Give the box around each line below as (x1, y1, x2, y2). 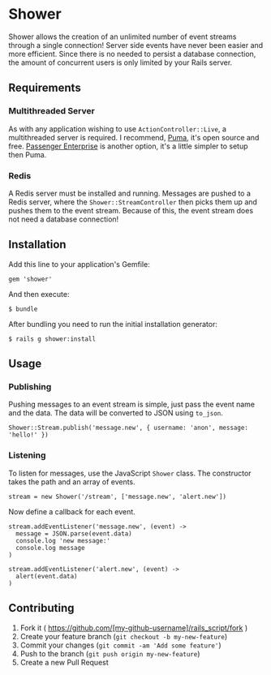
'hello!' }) (8, 431, 49, 439)
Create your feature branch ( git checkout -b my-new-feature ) (19, 631, 228, 641)
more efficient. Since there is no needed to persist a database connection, (8, 49, 256, 58)
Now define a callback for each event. (8, 506, 135, 516)
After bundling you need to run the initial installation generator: (8, 319, 217, 329)
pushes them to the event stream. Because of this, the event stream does (8, 205, 254, 215)
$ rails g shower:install (8, 334, 96, 343)
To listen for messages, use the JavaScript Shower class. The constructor (8, 468, 252, 478)
